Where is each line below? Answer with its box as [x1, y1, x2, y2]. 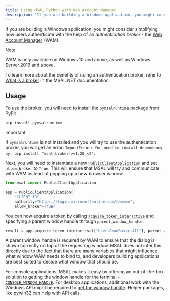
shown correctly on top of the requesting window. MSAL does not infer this [5, 243, 162, 249]
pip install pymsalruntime [5, 120, 62, 126]
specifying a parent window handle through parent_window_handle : [5, 218, 144, 224]
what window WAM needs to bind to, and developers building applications [5, 253, 160, 259]
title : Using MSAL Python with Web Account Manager [5, 7, 116, 13]
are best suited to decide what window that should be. [5, 259, 118, 265]
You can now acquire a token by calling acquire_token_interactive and [5, 213, 154, 219]
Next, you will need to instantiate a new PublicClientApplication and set [5, 160, 157, 166]
